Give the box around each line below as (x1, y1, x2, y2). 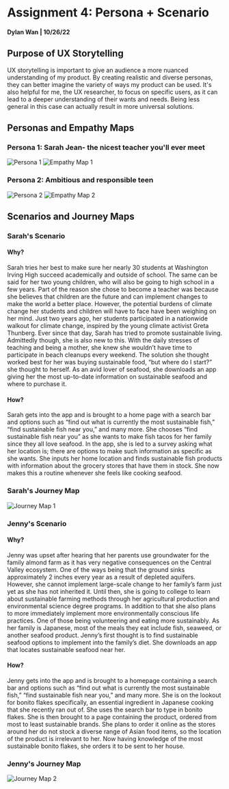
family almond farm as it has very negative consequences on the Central (7, 558, 212, 566)
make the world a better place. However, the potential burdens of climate (7, 300, 213, 308)
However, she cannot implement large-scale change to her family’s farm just (7, 580, 222, 588)
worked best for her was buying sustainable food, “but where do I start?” (7, 358, 213, 366)
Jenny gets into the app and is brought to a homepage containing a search (7, 676, 217, 684)
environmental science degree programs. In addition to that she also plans (7, 601, 217, 610)
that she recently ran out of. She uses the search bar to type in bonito (7, 705, 203, 714)
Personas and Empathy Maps (7, 122, 135, 134)
